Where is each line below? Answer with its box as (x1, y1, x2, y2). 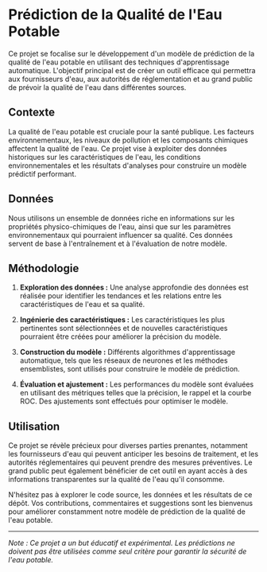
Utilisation (8, 419, 60, 433)
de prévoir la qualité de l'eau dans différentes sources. (8, 82, 187, 92)
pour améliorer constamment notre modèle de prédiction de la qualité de (8, 507, 246, 516)
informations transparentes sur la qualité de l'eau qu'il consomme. (8, 475, 225, 484)
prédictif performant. (8, 169, 77, 178)
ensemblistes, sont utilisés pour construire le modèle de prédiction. (19, 364, 240, 374)
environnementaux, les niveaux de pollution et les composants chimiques (8, 135, 249, 145)
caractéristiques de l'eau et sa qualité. (19, 300, 145, 309)
